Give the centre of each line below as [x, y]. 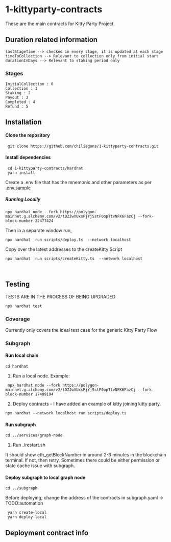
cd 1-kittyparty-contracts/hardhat [45, 168]
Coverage [18, 319]
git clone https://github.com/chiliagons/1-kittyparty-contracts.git [83, 146]
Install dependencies [28, 157]
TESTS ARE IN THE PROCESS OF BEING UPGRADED [60, 296]
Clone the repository [28, 135]
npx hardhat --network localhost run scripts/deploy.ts [66, 413]
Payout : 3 [17, 98]
